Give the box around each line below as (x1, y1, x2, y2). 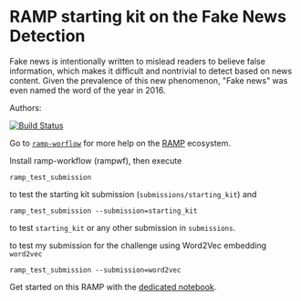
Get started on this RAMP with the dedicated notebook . (9, 281, 217, 292)
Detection (9, 25, 86, 46)
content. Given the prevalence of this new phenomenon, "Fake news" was (9, 75, 288, 85)
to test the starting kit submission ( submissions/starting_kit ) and (9, 188, 257, 199)
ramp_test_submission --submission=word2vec (9, 266, 182, 275)
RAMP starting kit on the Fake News (9, 6, 287, 27)
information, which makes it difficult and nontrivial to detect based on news (9, 65, 293, 76)
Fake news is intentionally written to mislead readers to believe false (9, 55, 266, 66)
